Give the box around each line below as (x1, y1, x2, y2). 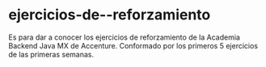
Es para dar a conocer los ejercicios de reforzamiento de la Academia (8, 32, 241, 42)
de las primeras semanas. (8, 49, 95, 59)
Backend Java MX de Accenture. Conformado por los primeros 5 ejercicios (8, 40, 259, 50)
